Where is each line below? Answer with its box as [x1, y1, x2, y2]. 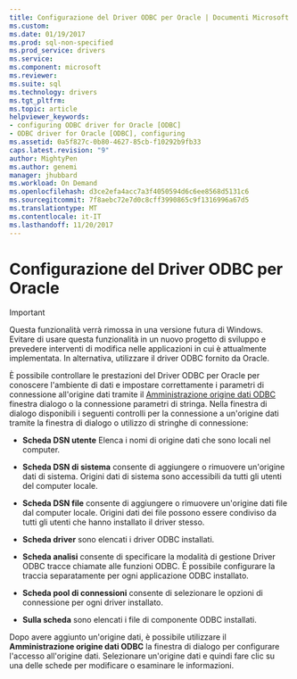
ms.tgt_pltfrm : [9, 95, 66, 105]
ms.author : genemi [9, 162, 78, 171]
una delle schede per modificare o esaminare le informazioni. [9, 660, 235, 671]
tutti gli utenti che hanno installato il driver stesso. [21, 517, 205, 527]
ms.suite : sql [9, 79, 62, 88]
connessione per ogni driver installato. [21, 597, 163, 608]
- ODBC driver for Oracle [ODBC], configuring [9, 129, 186, 138]
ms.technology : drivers [9, 87, 98, 96]
